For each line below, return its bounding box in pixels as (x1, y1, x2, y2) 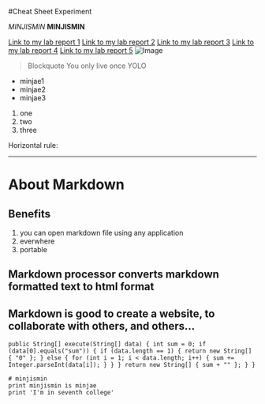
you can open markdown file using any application (19, 228, 184, 237)
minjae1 (19, 77, 45, 85)
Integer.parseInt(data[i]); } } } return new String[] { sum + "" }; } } (8, 361, 256, 369)
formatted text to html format (8, 280, 155, 293)
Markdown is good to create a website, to (8, 307, 215, 320)
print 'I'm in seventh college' (8, 389, 114, 397)
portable (19, 245, 47, 254)
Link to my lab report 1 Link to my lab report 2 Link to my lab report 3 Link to (8, 37, 255, 47)
